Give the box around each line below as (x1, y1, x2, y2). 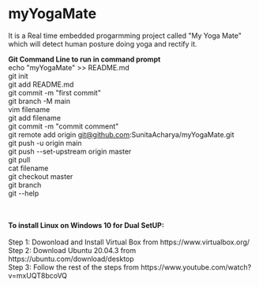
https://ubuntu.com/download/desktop (8, 254, 134, 263)
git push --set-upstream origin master (8, 147, 132, 156)
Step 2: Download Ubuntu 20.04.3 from (8, 245, 137, 255)
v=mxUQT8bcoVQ (8, 270, 68, 280)
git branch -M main (8, 96, 71, 106)
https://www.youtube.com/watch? (141, 262, 252, 272)
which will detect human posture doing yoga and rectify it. (8, 39, 197, 48)
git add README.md (8, 80, 74, 89)
